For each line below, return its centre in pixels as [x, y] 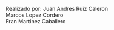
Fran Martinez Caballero [36, 21]
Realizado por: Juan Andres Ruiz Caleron [57, 9]
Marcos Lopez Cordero [35, 15]
